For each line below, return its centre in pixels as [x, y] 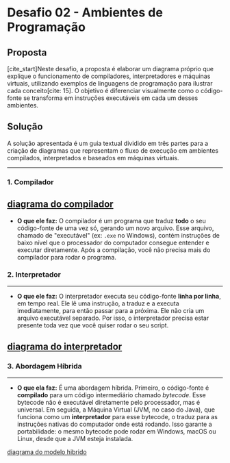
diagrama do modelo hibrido [47, 452]
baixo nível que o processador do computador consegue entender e [113, 242]
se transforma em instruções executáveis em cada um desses [111, 98]
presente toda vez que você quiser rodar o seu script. [93, 325]
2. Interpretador [34, 275]
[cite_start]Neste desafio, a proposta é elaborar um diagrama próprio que [111, 69]
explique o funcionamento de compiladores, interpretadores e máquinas [109, 76]
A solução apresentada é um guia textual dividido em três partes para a [108, 143]
